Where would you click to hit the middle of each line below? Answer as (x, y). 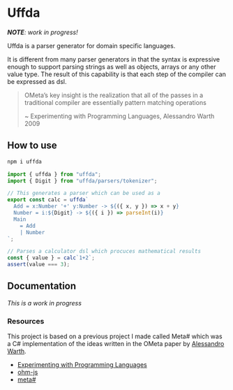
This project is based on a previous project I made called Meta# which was (115, 336)
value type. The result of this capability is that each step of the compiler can (117, 74)
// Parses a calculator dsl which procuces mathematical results (104, 252)
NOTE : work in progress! (43, 32)
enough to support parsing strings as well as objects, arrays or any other (112, 66)
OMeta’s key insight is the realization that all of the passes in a (114, 95)
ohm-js (28, 373)
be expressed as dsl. (37, 81)
